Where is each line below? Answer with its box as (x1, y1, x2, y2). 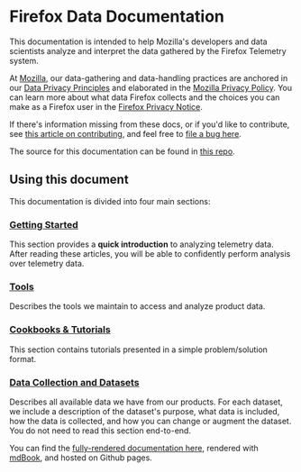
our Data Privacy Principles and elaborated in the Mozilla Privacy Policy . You (9, 82, 293, 93)
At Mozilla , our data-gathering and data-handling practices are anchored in (9, 72, 288, 83)
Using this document (9, 172, 129, 187)
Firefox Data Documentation (9, 6, 225, 27)
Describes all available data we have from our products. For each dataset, (9, 396, 284, 407)
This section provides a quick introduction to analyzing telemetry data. (9, 239, 274, 250)
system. (9, 55, 39, 66)
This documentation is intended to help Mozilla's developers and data (9, 36, 268, 47)
